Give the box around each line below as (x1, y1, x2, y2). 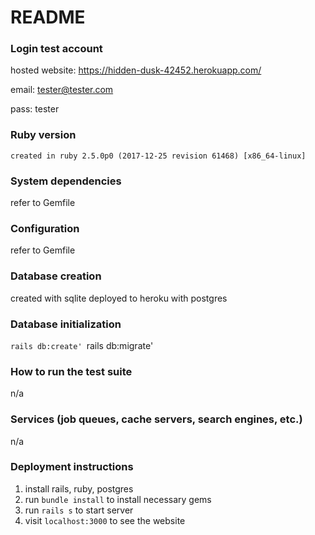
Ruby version (10, 128, 77, 142)
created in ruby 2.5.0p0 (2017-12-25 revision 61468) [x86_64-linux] (10, 151, 307, 161)
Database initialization (10, 317, 122, 331)
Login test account (10, 42, 103, 56)
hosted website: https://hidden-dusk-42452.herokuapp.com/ (10, 64, 262, 76)
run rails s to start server (24, 504, 134, 516)
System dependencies (10, 174, 122, 188)
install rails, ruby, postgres (24, 482, 134, 495)
